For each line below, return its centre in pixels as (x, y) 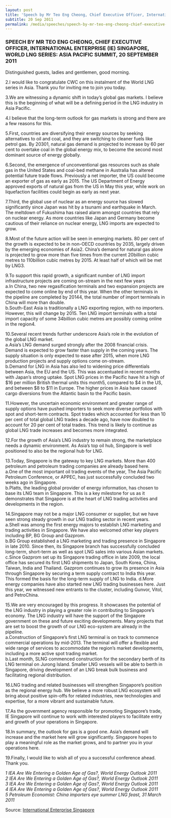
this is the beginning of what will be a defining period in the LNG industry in (84, 103)
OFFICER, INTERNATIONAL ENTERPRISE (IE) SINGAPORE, (77, 48)
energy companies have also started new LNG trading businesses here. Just (85, 584)
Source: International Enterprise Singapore (50, 810)
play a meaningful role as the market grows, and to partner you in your (79, 742)
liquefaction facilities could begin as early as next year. (63, 192)
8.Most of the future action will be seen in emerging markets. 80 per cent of (85, 238)
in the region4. (21, 324)
